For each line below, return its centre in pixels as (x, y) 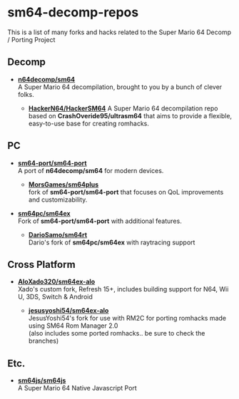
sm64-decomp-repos (73, 12)
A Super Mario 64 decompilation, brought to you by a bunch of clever (120, 87)
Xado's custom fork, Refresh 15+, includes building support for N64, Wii (123, 289)
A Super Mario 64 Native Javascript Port (77, 388)
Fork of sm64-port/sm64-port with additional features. (100, 221)
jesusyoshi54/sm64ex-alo (68, 311)
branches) (44, 341)
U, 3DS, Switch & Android (55, 297)
